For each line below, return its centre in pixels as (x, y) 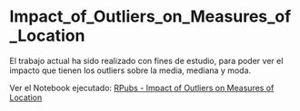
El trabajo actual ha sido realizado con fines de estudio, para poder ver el (146, 60)
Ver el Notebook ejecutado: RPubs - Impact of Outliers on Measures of (142, 88)
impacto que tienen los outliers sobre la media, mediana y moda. (130, 70)
